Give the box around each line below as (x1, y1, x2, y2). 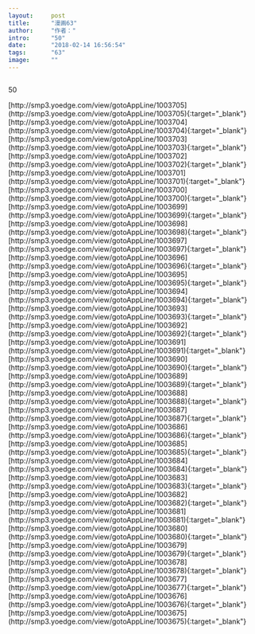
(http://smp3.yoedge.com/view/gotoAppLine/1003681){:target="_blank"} (8, 515, 246, 524)
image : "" (8, 57, 59, 65)
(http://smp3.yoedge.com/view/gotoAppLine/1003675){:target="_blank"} (8, 616, 247, 626)
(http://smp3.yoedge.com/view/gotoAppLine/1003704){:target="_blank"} (8, 125, 248, 135)
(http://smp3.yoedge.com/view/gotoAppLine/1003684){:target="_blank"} (8, 464, 248, 474)
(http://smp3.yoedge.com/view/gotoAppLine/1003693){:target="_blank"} (8, 311, 248, 321)
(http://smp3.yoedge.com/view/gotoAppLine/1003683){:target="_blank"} (8, 481, 248, 491)
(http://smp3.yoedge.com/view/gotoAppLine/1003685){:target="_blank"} (8, 447, 248, 456)
